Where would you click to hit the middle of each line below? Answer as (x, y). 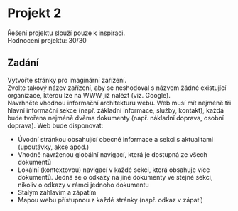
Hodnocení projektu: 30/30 (47, 40)
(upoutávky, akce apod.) (53, 147)
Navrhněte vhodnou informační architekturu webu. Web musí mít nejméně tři (119, 103)
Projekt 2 (34, 13)
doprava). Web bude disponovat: (55, 125)
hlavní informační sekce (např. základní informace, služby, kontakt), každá (116, 110)
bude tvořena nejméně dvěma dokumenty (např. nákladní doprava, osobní (115, 118)
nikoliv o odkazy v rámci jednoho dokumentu (83, 185)
